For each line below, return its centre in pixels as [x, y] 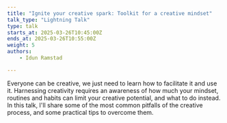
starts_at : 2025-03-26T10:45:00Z [55, 32]
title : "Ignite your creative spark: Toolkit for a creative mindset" [110, 13]
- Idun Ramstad [41, 58]
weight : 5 [21, 45]
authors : [19, 52]
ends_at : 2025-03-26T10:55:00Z [52, 39]
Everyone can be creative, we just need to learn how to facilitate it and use [112, 83]
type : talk [23, 26]
